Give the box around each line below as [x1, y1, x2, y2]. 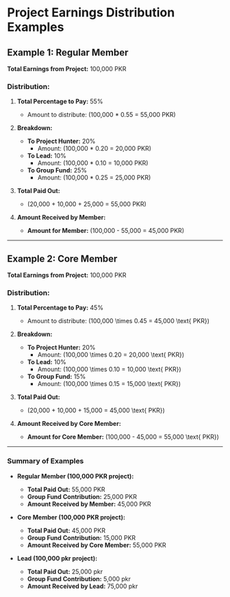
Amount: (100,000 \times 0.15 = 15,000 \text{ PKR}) [37, 380, 181, 388]
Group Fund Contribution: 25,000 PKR [27, 492, 137, 500]
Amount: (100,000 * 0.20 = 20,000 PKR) [37, 144, 152, 153]
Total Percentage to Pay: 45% [16, 303, 104, 312]
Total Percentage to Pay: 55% [16, 97, 103, 105]
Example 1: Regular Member [7, 47, 129, 58]
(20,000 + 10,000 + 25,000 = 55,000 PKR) [27, 200, 147, 208]
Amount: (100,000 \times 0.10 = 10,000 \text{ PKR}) [37, 365, 181, 374]
